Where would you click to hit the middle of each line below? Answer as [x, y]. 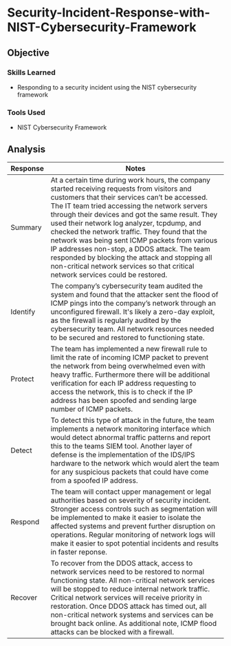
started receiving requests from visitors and [121, 189]
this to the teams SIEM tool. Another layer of [121, 446]
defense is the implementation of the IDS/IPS [123, 455]
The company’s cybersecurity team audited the [126, 286]
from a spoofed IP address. [94, 480]
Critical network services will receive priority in [126, 597]
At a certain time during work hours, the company [131, 180]
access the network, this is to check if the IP [122, 392]
